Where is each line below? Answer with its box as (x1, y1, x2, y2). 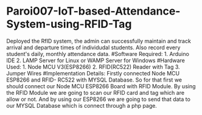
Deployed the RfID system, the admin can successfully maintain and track (6, 37, 192, 44)
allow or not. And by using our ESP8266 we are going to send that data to (6, 96, 190, 103)
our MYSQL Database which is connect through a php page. (6, 102, 157, 109)
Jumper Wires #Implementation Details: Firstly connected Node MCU (6, 69, 180, 77)
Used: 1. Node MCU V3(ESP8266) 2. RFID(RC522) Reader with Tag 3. (6, 63, 181, 71)
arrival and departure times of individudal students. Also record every (6, 44, 181, 51)
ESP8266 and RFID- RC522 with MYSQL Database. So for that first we (6, 76, 183, 83)
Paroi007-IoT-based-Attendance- (6, 4, 181, 18)
